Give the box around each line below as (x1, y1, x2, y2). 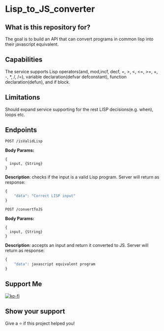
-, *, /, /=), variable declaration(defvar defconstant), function (5, 74, 127, 80)
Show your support (5, 307, 65, 315)
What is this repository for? (5, 23, 91, 31)
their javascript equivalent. (5, 41, 59, 47)
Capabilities (5, 56, 43, 64)
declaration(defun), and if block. (5, 79, 70, 85)
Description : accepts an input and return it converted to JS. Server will (5, 242, 149, 248)
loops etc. (5, 112, 26, 118)
